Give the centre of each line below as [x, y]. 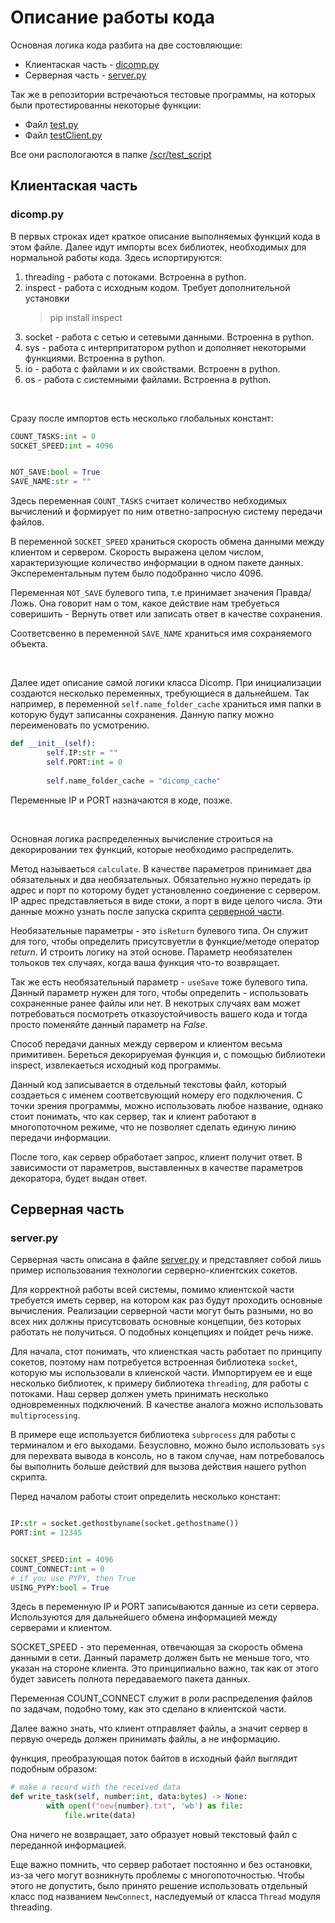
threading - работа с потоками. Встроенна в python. [135, 277]
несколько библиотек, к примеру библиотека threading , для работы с [160, 1383]
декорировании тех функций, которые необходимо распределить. [152, 849]
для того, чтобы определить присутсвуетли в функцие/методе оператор [165, 941]
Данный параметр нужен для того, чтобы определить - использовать [159, 992]
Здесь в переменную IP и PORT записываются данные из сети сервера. [165, 1607]
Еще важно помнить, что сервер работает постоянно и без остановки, [161, 1864]
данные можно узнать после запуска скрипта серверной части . [147, 911]
